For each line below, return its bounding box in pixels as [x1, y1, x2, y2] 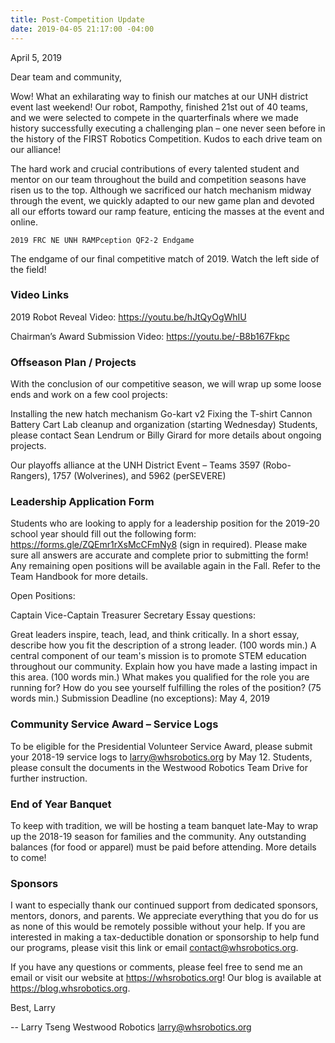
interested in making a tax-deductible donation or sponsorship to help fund [10, 931, 320, 943]
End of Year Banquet [10, 797, 112, 811]
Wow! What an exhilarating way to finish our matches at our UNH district [10, 90, 309, 102]
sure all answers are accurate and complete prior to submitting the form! [10, 549, 309, 561]
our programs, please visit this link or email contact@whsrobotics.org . [10, 942, 299, 954]
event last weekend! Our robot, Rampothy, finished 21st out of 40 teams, [10, 101, 309, 113]
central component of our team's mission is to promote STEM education [10, 650, 307, 662]
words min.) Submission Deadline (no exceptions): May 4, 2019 [10, 692, 270, 705]
